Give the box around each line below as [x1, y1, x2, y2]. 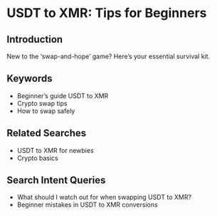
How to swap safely [16, 107, 75, 115]
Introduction [6, 33, 63, 45]
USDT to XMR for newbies [16, 146, 94, 154]
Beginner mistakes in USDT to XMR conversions [16, 200, 158, 209]
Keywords [6, 72, 53, 85]
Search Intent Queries [6, 174, 106, 186]
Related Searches [6, 127, 87, 139]
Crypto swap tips [16, 99, 68, 107]
